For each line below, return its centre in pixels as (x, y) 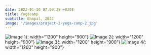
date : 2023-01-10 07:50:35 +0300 (39, 9)
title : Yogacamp (22, 14)
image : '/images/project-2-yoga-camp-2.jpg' (52, 23)
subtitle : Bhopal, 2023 (30, 18)
